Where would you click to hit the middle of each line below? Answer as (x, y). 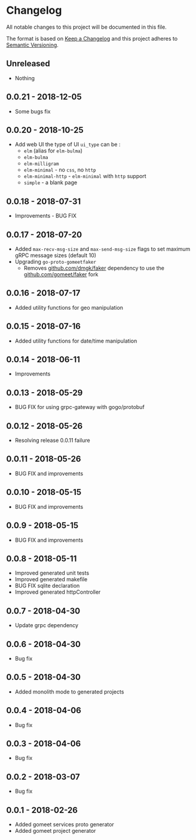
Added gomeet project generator (55, 831)
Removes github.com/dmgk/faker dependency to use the (94, 268)
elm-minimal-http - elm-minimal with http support (85, 176)
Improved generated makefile (51, 579)
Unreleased (28, 64)
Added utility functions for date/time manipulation (76, 341)
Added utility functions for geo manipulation (69, 307)
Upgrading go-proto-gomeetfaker (56, 262)
